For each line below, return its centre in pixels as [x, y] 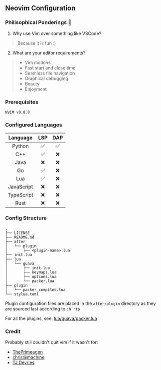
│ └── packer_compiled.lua [35, 289]
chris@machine [28, 357]
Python [20, 146]
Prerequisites [22, 102]
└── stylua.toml [22, 294]
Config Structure [26, 218]
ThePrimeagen [28, 351]
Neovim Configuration [40, 8]
